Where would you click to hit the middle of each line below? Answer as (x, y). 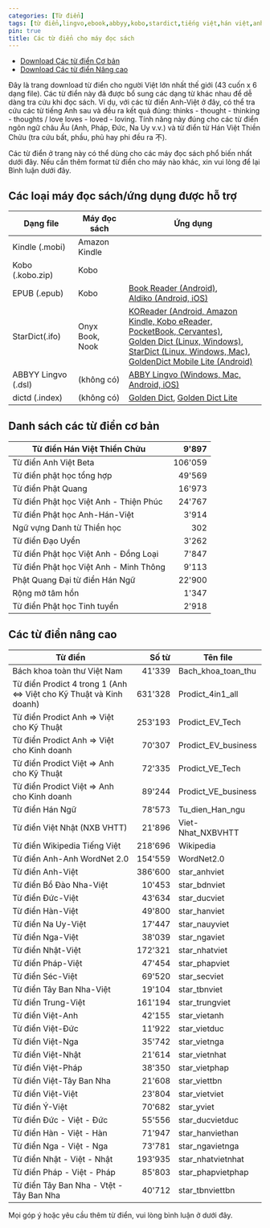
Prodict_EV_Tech (209, 722)
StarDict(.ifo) (37, 337)
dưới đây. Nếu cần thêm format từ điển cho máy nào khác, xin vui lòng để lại (134, 162)
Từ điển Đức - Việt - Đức (60, 1120)
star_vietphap (203, 1067)
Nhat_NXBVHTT (209, 833)
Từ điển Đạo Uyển (46, 541)
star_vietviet (201, 1094)
